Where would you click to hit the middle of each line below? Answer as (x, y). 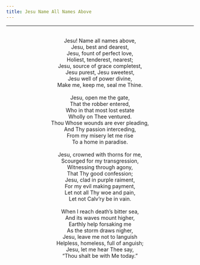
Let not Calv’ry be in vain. (100, 199)
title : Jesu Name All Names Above (49, 12)
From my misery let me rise (100, 135)
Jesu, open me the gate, (100, 97)
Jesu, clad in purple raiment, (100, 180)
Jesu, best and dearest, (100, 47)
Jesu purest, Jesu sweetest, (100, 72)
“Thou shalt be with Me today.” (100, 255)
